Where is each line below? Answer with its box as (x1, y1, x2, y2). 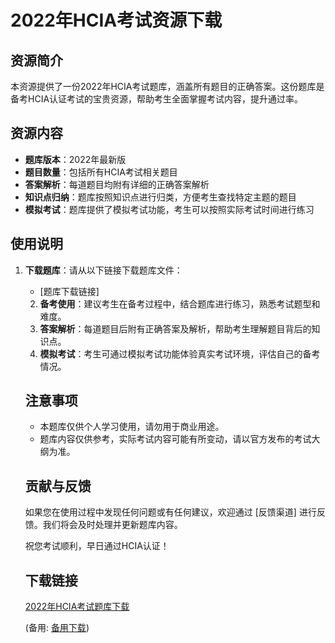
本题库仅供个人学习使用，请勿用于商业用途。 (39, 421, 225, 433)
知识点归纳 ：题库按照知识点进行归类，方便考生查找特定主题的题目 (24, 191, 297, 203)
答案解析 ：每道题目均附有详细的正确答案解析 (24, 178, 210, 190)
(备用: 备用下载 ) (24, 622, 90, 634)
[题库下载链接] (39, 285, 100, 297)
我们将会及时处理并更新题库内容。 (42, 519, 183, 531)
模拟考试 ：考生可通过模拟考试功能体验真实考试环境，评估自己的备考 (39, 347, 321, 360)
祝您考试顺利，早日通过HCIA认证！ (24, 540, 170, 552)
